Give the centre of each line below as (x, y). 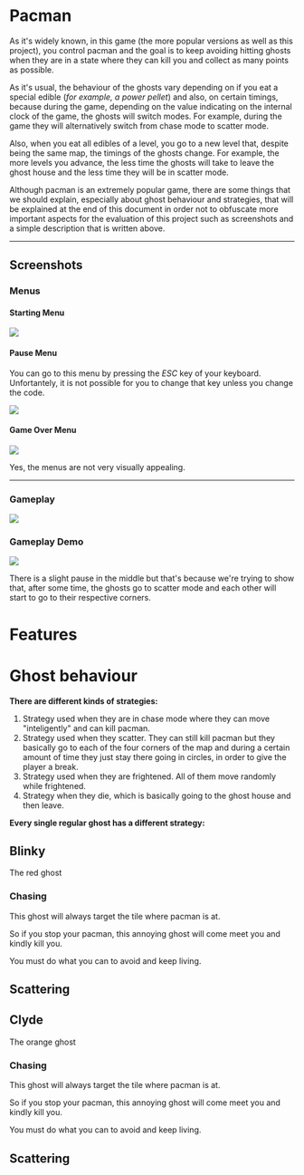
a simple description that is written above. (87, 228)
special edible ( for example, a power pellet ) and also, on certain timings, (144, 97)
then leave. (43, 805)
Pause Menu (33, 353)
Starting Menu (37, 313)
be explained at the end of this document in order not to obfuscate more (144, 208)
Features (43, 634)
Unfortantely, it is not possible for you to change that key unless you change (152, 382)
